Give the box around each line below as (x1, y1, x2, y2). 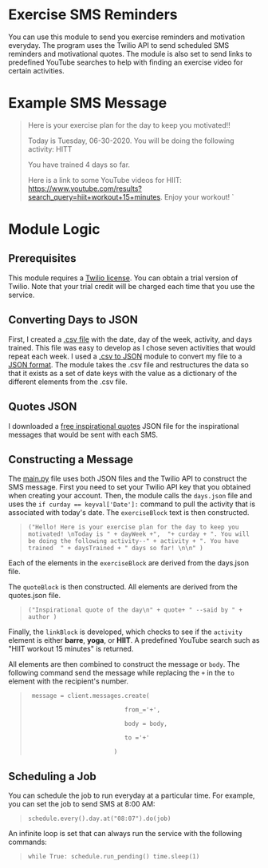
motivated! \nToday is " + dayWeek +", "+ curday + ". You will (27, 530, 250, 538)
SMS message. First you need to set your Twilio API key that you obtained (8, 482, 251, 492)
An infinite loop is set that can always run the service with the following (8, 829, 242, 838)
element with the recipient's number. (8, 676, 129, 686)
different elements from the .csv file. (8, 377, 128, 386)
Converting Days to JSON (8, 313, 138, 327)
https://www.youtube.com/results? (27, 184, 142, 193)
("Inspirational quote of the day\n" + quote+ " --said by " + (27, 606, 243, 614)
